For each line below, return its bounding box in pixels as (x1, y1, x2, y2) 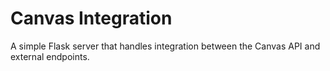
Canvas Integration (10, 7, 173, 30)
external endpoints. (10, 50, 90, 62)
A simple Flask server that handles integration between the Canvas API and (10, 40, 321, 52)
